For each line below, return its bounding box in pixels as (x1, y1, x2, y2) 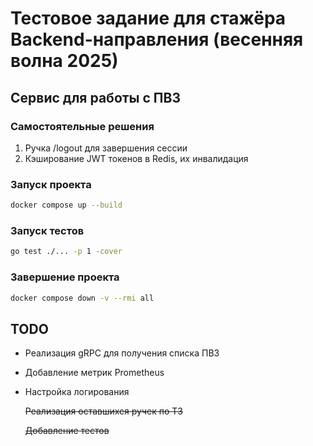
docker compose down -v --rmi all (10, 293, 155, 303)
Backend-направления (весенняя (10, 28, 304, 51)
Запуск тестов (10, 223, 85, 237)
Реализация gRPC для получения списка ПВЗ (24, 347, 220, 359)
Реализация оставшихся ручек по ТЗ (24, 405, 183, 417)
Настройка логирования (24, 386, 130, 398)
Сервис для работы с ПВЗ (10, 89, 181, 106)
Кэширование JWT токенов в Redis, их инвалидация (24, 152, 249, 164)
